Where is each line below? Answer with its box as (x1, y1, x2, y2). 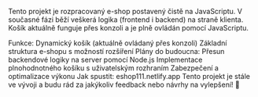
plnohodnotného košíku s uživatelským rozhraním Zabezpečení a (8, 63, 219, 73)
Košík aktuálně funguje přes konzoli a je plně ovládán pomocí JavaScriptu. (8, 23, 249, 32)
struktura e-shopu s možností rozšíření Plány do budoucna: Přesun (8, 47, 225, 56)
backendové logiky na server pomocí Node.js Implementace (8, 55, 203, 64)
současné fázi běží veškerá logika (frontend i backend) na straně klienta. (8, 15, 244, 24)
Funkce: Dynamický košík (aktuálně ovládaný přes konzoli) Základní (8, 38, 227, 48)
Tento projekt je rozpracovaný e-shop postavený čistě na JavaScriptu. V (8, 7, 242, 16)
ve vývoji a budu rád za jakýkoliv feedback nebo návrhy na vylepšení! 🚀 (8, 80, 240, 89)
